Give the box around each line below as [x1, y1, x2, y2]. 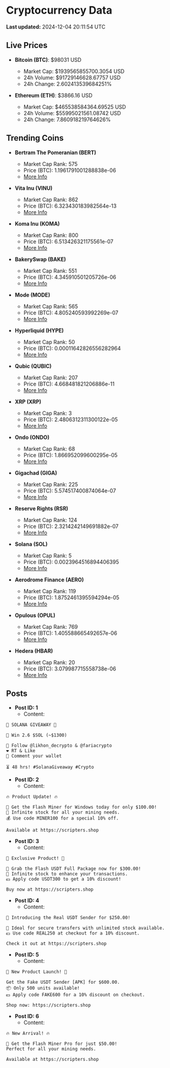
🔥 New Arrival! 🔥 [6, 1031, 50, 1037]
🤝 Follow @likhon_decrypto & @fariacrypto [6, 743, 112, 749]
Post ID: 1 [14, 704, 38, 711]
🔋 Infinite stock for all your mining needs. [6, 809, 120, 816]
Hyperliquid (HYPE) [14, 327, 64, 334]
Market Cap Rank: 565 [23, 303, 79, 310]
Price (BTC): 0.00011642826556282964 [23, 345, 121, 352]
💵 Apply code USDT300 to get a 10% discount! [6, 876, 122, 882]
